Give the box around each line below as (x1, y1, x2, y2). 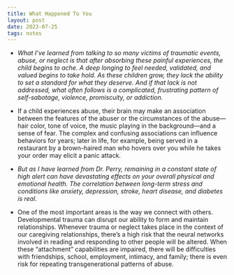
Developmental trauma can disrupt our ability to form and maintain (17, 216, 209, 224)
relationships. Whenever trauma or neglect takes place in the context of (17, 223, 224, 231)
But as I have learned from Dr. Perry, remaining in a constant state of (17, 165, 217, 173)
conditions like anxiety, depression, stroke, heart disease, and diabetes (17, 187, 224, 195)
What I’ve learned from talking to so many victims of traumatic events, (17, 49, 221, 57)
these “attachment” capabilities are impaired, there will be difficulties (17, 245, 217, 253)
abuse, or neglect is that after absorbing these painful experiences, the (17, 57, 224, 65)
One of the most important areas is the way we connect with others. (17, 208, 213, 216)
